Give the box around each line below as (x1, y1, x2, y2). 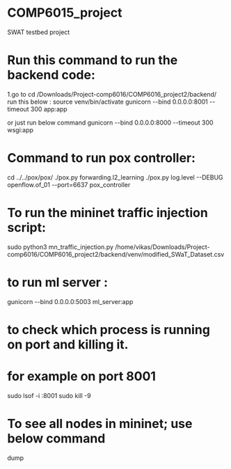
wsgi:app (7, 125, 33, 134)
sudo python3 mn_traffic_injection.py (7, 242, 113, 251)
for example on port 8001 (7, 369, 157, 384)
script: (7, 220, 47, 235)
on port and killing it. (7, 336, 129, 352)
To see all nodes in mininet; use (7, 416, 193, 431)
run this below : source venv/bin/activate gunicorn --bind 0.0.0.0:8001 (7, 97, 209, 106)
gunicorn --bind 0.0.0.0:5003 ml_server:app (7, 297, 134, 305)
